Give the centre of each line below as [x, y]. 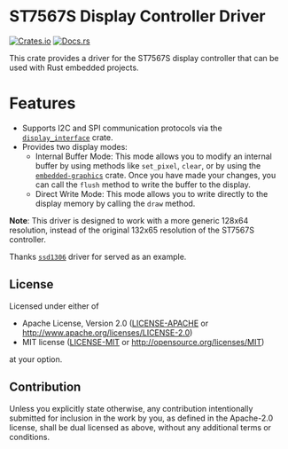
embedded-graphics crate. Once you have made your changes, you [156, 175]
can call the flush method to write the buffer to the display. [143, 185]
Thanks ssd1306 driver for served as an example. [98, 256]
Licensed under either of [54, 306]
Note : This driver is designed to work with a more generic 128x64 [129, 220]
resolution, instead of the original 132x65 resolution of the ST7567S [132, 230]
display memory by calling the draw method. [115, 203]
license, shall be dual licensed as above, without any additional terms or [140, 427]
